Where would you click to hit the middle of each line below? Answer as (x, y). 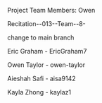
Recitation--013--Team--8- (46, 24)
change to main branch (41, 37)
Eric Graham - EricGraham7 (47, 51)
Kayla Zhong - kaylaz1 (39, 92)
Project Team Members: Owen (51, 10)
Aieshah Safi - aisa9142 (42, 78)
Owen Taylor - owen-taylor (46, 65)
